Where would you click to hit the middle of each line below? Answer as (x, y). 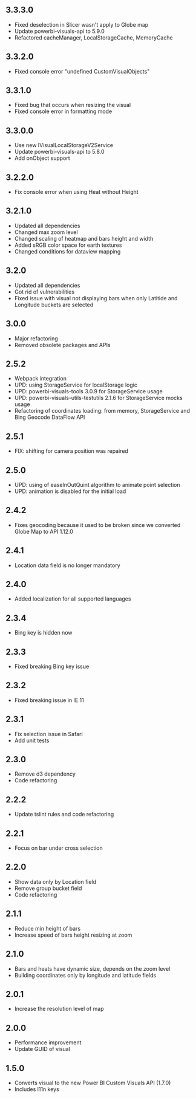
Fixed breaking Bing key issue (52, 666)
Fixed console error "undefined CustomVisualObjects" (82, 71)
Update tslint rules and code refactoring (64, 815)
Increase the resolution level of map (59, 1009)
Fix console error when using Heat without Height (76, 192)
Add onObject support (42, 158)
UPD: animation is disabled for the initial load (70, 491)
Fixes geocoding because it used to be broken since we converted (97, 525)
